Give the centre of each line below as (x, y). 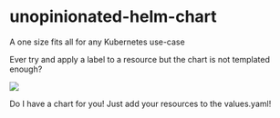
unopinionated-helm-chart (113, 17)
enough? (26, 69)
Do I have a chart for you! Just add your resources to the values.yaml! (140, 103)
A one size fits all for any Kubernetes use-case (97, 42)
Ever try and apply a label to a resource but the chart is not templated (140, 59)
